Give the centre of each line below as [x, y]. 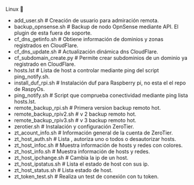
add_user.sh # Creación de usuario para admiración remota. [86, 20]
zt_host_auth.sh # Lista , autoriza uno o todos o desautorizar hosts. [95, 139]
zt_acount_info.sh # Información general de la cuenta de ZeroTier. [93, 133]
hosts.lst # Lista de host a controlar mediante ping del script [86, 70]
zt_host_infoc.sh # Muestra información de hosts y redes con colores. [98, 145]
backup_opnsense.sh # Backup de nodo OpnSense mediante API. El [96, 27]
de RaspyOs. [29, 89]
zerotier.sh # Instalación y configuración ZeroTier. [74, 127]
